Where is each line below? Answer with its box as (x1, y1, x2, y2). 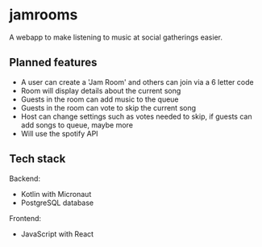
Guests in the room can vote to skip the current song (20, 103, 197, 112)
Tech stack (9, 152, 66, 166)
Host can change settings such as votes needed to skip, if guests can (20, 111, 252, 121)
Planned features (9, 56, 98, 69)
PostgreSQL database (20, 198, 94, 207)
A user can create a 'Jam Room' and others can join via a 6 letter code (20, 77, 254, 86)
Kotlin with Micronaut (20, 189, 92, 199)
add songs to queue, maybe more (20, 119, 134, 130)
